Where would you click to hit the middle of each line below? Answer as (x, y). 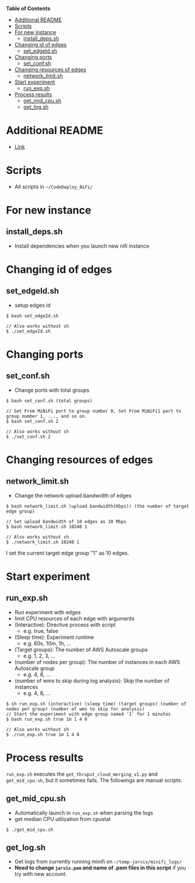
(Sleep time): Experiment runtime (54, 637)
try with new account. (41, 874)
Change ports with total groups (52, 390)
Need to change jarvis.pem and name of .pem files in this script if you (100, 868)
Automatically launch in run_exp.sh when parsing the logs (84, 813)
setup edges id (32, 305)
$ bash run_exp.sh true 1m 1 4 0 (47, 719)
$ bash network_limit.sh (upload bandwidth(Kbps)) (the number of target (98, 506)
